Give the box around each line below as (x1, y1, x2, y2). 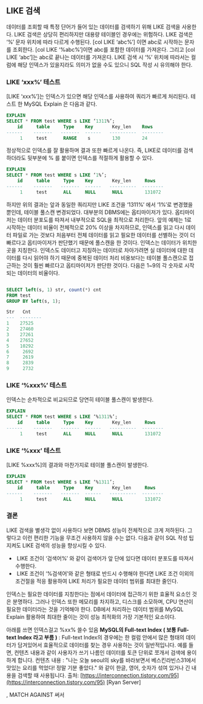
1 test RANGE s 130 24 (19, 135, 148, 141)
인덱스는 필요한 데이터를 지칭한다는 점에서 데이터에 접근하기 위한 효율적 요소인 (6, 590, 191, 598)
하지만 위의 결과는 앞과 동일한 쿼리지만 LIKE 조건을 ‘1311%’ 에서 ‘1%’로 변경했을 (6, 201, 193, 208)
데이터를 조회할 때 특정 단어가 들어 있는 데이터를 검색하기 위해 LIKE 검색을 (6, 23, 181, 30)
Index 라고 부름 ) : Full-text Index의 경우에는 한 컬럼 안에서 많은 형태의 (17, 633, 185, 641)
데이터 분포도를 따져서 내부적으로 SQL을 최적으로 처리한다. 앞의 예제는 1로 (17, 216, 192, 223)
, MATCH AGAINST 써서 (6, 691, 65, 698)
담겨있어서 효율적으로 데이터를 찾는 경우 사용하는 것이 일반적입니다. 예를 (17, 641, 188, 649)
